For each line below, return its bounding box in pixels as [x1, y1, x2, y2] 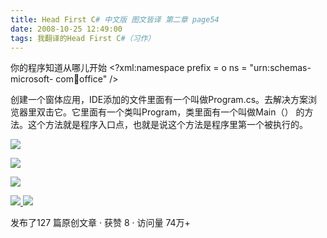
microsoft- [10, 73, 54, 85]
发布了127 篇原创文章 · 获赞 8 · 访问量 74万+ [10, 217, 191, 229]
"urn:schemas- [249, 62, 312, 74]
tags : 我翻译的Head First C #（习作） [10, 33, 156, 43]
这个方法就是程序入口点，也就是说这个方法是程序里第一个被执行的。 [27, 119, 308, 131]
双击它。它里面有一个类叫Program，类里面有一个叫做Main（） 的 [36, 106, 305, 118]
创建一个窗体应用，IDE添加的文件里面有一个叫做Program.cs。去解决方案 [10, 94, 309, 106]
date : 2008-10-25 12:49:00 [10, 24, 123, 34]
